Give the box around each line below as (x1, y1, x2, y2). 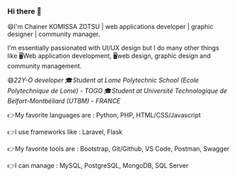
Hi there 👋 (7, 6, 42, 16)
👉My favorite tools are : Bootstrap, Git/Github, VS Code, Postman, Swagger (7, 144, 230, 153)
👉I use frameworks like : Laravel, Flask (7, 127, 122, 137)
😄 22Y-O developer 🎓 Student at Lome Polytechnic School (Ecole (7, 76, 200, 84)
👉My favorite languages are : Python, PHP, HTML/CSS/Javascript (7, 111, 202, 120)
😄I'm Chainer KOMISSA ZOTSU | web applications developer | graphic (7, 23, 214, 31)
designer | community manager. (7, 30, 100, 38)
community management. (7, 62, 82, 70)
